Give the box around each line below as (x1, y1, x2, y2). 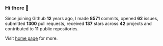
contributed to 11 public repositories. (5, 26, 79, 32)
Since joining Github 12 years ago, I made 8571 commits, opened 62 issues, (5, 16, 159, 22)
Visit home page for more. (5, 35, 58, 41)
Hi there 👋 (5, 4, 29, 11)
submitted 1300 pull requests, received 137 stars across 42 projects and (5, 21, 152, 26)
